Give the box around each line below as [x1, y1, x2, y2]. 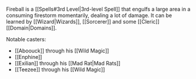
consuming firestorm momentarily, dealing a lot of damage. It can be [6, 12, 172, 19]
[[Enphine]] [14, 54, 42, 60]
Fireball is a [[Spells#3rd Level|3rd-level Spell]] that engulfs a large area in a [6, 6, 191, 12]
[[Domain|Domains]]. [6, 24, 57, 31]
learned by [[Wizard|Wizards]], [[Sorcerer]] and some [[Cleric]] [6, 18, 160, 25]
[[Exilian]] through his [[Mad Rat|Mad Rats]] [14, 60, 121, 67]
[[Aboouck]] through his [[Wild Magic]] [14, 47, 109, 54]
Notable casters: [6, 36, 46, 42]
